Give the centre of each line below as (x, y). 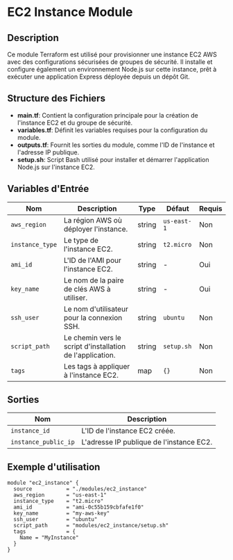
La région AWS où (93, 220)
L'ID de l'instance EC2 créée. (128, 431)
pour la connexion (93, 317)
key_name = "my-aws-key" (62, 513)
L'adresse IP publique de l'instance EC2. (147, 442)
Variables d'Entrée (48, 189)
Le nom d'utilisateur (96, 309)
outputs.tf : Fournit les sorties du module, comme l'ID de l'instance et (116, 145)
